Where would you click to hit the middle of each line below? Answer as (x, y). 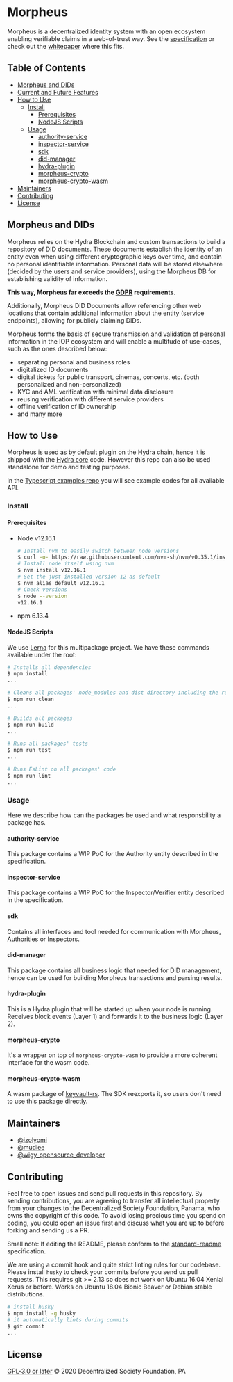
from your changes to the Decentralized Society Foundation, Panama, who (114, 1208)
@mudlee (31, 1148)
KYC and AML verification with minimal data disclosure (96, 392)
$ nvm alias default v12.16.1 (61, 583)
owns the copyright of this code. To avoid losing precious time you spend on (116, 1216)
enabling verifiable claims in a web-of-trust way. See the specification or (111, 38)
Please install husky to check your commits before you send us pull (103, 1272)
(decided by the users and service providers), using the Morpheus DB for (112, 271)
